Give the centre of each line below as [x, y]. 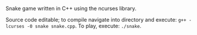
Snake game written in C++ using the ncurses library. [71, 8]
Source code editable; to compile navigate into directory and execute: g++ [96, 20]
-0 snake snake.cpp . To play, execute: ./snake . [84, 26]
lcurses [15, 26]
